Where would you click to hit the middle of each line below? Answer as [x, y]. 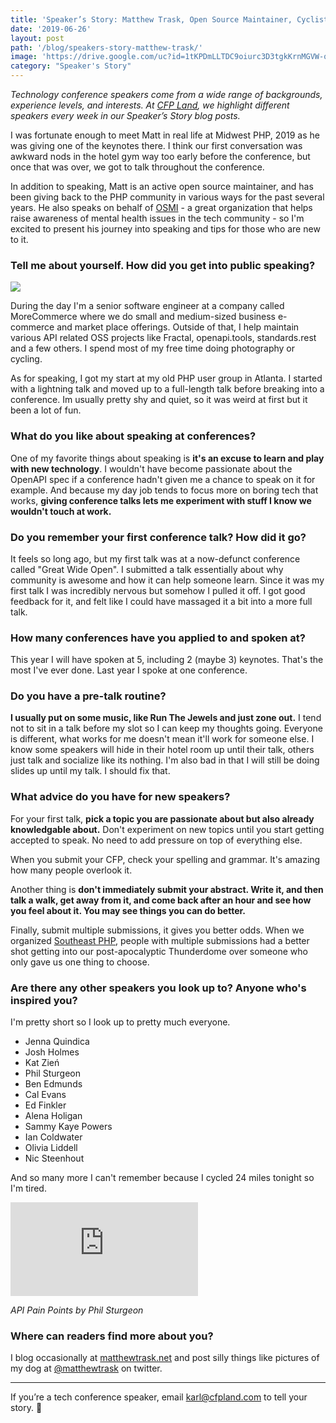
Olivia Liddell [51, 1148]
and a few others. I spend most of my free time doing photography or [152, 348]
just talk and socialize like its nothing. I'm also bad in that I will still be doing [165, 760]
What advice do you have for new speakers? [120, 797]
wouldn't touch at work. [61, 511]
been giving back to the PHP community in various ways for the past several [167, 197]
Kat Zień [42, 1063]
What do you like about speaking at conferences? [133, 436]
